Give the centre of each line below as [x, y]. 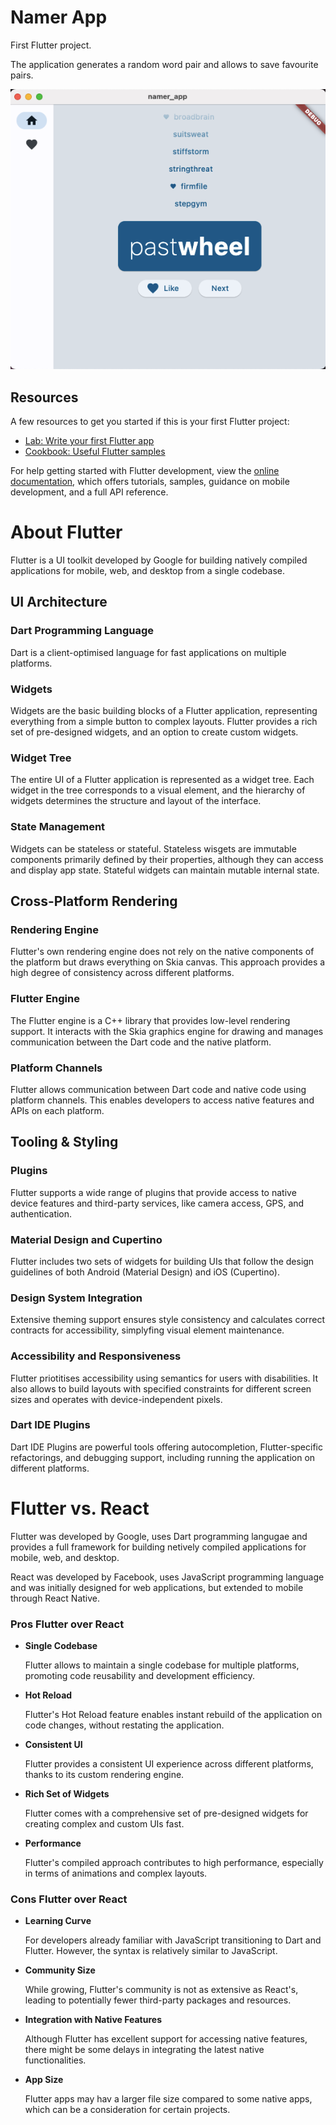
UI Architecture [59, 602]
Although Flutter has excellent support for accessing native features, [166, 2039]
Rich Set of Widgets [67, 1794]
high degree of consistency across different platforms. [122, 973]
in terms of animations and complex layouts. [116, 1873]
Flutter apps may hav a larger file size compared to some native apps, [168, 2099]
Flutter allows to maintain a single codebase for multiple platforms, [162, 1665]
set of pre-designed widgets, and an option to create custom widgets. [154, 732]
